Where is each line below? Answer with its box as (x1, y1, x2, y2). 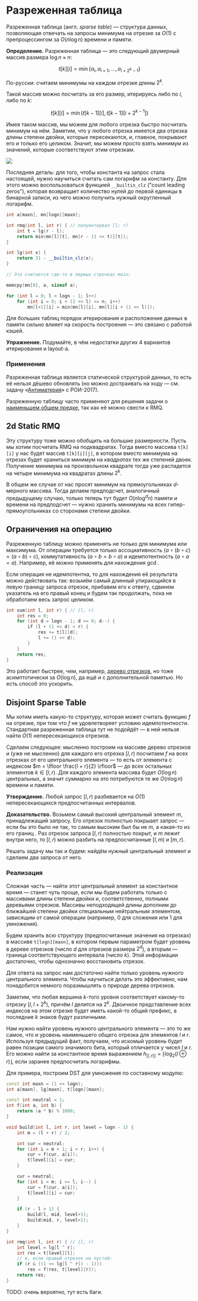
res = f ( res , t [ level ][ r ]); (27, 1267, 97, 1272)
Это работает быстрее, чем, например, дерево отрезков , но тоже (6, 667, 174, 675)
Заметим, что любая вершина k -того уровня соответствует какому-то (6, 993, 185, 1001)
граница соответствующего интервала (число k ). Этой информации (6, 951, 178, 959)
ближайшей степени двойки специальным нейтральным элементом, (6, 907, 182, 914)
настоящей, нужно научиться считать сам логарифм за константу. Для (6, 175, 187, 182)
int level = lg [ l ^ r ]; (17, 1245, 76, 1251)
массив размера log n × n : (6, 53, 72, 61)
